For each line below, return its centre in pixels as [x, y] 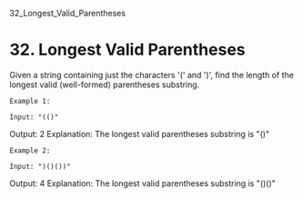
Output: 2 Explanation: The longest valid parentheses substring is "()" [140, 134]
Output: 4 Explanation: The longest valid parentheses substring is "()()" [142, 183]
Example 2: [30, 150]
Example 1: [30, 101]
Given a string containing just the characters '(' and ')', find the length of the [151, 74]
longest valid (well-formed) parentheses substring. [105, 84]
